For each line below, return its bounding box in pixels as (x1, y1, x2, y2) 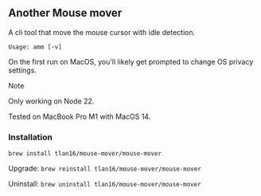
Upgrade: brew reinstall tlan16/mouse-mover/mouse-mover (8, 163, 201, 174)
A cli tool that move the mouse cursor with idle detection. (8, 27, 196, 37)
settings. (8, 65, 37, 75)
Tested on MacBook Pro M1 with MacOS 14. (8, 112, 151, 121)
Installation (8, 131, 53, 143)
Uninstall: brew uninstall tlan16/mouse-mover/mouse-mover (8, 179, 201, 189)
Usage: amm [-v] (8, 43, 62, 51)
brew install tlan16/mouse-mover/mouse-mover (8, 150, 162, 158)
